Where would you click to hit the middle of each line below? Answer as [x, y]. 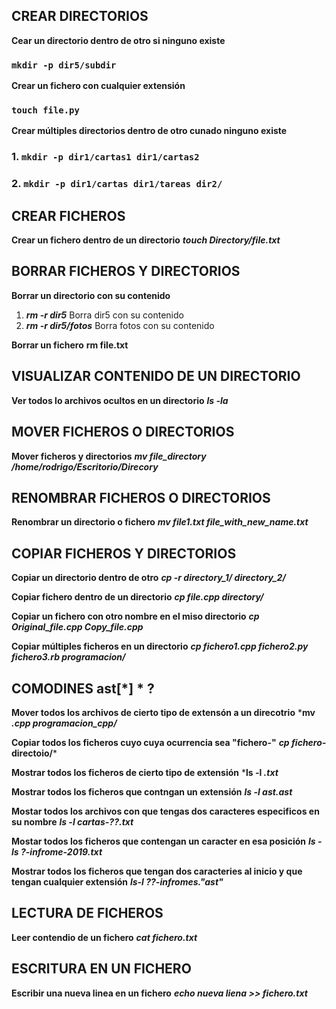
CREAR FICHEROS [68, 215]
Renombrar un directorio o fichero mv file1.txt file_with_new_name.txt [160, 522]
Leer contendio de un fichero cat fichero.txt [104, 937]
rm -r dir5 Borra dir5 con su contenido [104, 315]
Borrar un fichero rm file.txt [70, 345]
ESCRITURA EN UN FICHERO [101, 969]
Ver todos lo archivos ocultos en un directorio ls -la [120, 400]
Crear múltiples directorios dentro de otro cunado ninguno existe [149, 131]
